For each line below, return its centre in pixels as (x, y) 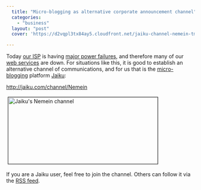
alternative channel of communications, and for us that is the (81, 69)
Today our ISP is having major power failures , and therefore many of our (95, 56)
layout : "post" (31, 28)
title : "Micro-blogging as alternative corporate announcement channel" (104, 12)
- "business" (33, 23)
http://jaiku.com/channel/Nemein (47, 87)
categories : (27, 17)
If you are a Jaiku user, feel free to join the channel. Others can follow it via (98, 174)
